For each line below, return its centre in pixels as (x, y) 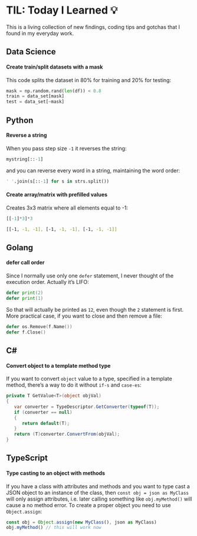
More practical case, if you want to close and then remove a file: (84, 316)
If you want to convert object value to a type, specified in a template (89, 379)
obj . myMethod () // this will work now (54, 528)
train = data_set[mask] (35, 96)
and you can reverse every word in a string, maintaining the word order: (93, 170)
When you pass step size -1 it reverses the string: (66, 148)
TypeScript (27, 458)
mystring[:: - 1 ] (25, 159)
